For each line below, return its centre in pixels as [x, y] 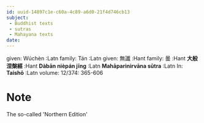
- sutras [20, 29]
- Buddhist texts [31, 23]
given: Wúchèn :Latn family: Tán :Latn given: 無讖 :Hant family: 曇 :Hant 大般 [102, 58]
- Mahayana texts [31, 35]
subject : [17, 18]
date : [13, 40]
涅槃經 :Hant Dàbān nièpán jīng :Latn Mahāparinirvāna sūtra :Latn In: [95, 66]
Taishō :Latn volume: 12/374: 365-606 [55, 73]
